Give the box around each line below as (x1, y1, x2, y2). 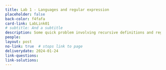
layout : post (5, 39, 32, 44)
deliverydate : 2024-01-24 (5, 48, 58, 53)
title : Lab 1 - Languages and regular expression (5, 7, 110, 12)
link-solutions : (5, 58, 39, 63)
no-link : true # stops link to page (5, 44, 83, 49)
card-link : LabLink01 (5, 21, 50, 26)
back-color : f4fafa (5, 16, 45, 21)
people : (5, 35, 21, 40)
